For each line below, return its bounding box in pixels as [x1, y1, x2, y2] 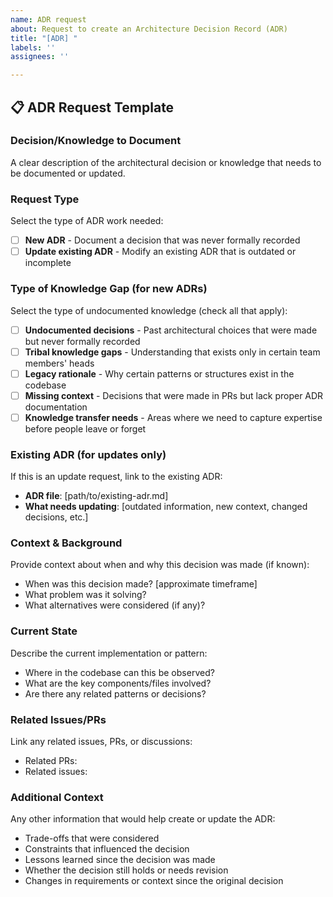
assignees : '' [10, 52, 70, 62]
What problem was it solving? [24, 589, 147, 601]
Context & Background [10, 536, 123, 550]
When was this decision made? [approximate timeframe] [24, 578, 258, 590]
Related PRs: [24, 755, 78, 767]
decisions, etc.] [24, 511, 89, 523]
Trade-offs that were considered [24, 832, 160, 845]
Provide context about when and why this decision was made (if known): [10, 559, 310, 571]
